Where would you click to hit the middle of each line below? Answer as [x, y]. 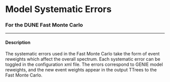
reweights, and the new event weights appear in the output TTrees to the [81, 69]
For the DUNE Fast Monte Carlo [44, 25]
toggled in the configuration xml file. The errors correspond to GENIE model [84, 64]
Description [18, 43]
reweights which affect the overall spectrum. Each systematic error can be [83, 59]
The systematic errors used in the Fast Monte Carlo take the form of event [82, 53]
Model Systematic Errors [58, 9]
